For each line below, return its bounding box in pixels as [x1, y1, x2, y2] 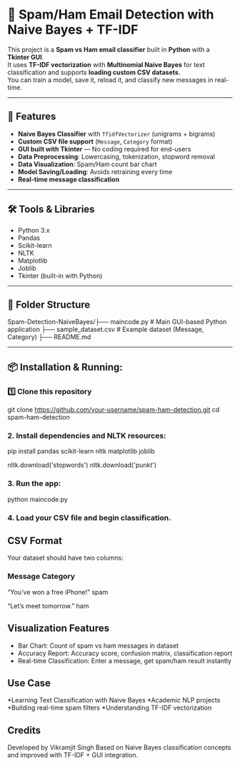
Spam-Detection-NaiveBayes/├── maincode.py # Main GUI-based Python [7, 318, 227, 326]
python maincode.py [7, 495, 68, 503]
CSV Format [7, 535, 63, 547]
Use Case [7, 677, 51, 689]
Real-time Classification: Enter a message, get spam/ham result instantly [17, 656, 232, 665]
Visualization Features [7, 623, 110, 635]
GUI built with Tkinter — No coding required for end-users [17, 144, 191, 153]
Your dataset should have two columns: [7, 553, 124, 563]
